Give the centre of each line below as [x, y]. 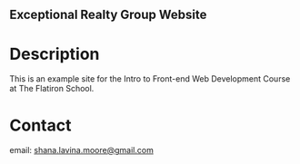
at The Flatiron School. [52, 89]
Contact [40, 125]
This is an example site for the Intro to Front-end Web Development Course [150, 79]
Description [55, 54]
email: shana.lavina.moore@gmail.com [82, 150]
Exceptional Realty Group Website [108, 15]
